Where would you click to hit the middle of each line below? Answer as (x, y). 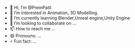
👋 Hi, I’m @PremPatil (30, 8)
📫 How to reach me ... (32, 29)
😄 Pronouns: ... (26, 36)
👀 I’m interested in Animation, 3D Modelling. (54, 13)
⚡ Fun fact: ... (23, 41)
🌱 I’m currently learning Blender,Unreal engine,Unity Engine (70, 18)
